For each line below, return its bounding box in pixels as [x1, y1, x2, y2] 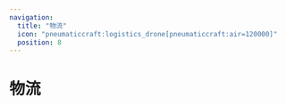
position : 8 [17, 37, 63, 47]
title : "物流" [17, 21, 67, 30]
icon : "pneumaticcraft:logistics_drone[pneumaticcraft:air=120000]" [17, 29, 278, 38]
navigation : [9, 12, 54, 22]
